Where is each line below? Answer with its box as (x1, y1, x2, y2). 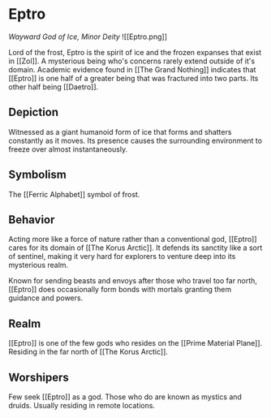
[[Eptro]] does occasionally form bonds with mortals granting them (8, 285, 232, 295)
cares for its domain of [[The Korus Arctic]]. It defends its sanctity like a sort (8, 243, 263, 252)
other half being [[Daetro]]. (8, 82, 99, 92)
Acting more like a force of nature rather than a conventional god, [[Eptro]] (8, 235, 257, 244)
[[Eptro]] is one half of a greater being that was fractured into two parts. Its (8, 73, 259, 83)
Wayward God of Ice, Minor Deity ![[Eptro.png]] (8, 32, 168, 41)
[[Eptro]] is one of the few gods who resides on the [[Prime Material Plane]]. (8, 338, 263, 348)
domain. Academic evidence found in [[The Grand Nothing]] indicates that (8, 64, 256, 74)
